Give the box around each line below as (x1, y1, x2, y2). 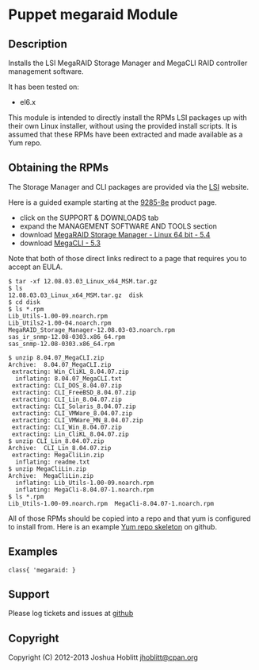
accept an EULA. (8, 262, 63, 271)
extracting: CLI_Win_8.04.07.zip (11, 423, 123, 431)
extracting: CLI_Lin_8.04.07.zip (11, 395, 123, 403)
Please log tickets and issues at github (8, 609, 134, 618)
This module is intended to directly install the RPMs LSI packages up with (8, 113, 247, 122)
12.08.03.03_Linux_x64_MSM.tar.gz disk (8, 291, 144, 299)
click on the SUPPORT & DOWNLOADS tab (19, 213, 159, 222)
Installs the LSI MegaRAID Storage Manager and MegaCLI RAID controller (8, 58, 248, 67)
